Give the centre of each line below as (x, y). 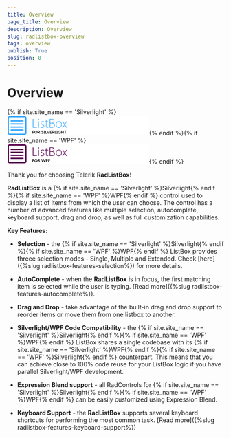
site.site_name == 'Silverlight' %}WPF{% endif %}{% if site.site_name (116, 349)
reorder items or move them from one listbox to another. (97, 314)
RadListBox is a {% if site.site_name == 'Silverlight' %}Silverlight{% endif (111, 188)
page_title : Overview (38, 22)
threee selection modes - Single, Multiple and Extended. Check (107, 259)
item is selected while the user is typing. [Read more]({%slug (103, 286)
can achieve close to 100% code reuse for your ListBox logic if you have (119, 364)
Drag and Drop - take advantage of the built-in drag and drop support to (119, 307)
